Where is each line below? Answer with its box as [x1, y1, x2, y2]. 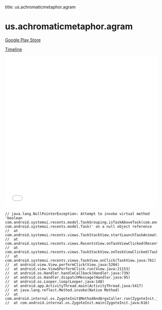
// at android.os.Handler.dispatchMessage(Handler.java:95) [5, 275, 131, 280]
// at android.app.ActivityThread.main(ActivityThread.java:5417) [5, 283, 144, 288]
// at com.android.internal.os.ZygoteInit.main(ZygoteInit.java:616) [5, 300, 150, 305]
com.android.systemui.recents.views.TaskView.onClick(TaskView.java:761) [5, 258, 157, 263]
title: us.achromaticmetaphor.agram [5, 4, 76, 10]
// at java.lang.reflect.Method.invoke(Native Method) [5, 288, 120, 293]
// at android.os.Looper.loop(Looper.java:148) [5, 279, 105, 284]
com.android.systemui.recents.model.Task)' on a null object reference [5, 224, 152, 229]
